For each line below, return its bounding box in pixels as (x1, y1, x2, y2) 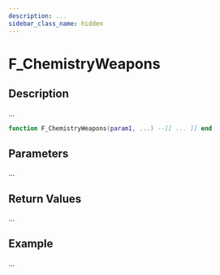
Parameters (8, 146, 69, 160)
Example (8, 237, 54, 251)
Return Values (8, 192, 82, 206)
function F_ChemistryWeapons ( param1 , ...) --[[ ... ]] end (8, 124, 213, 133)
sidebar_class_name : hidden (8, 20, 104, 28)
